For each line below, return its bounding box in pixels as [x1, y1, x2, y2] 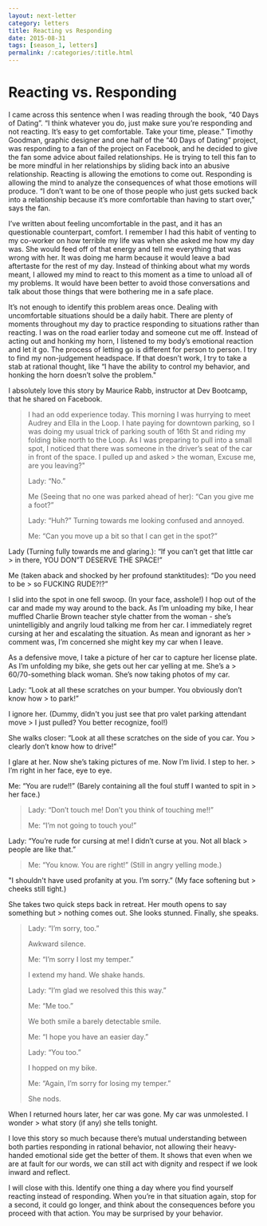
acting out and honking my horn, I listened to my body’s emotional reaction [8, 336, 253, 345]
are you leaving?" [27, 461, 86, 470]
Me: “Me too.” [27, 1000, 74, 1010]
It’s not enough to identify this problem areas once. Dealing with [8, 302, 218, 312]
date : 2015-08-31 [8, 34, 66, 42]
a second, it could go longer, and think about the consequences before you [8, 1200, 255, 1209]
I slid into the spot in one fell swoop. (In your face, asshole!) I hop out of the [8, 594, 257, 604]
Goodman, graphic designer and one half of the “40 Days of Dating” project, [8, 135, 258, 145]
